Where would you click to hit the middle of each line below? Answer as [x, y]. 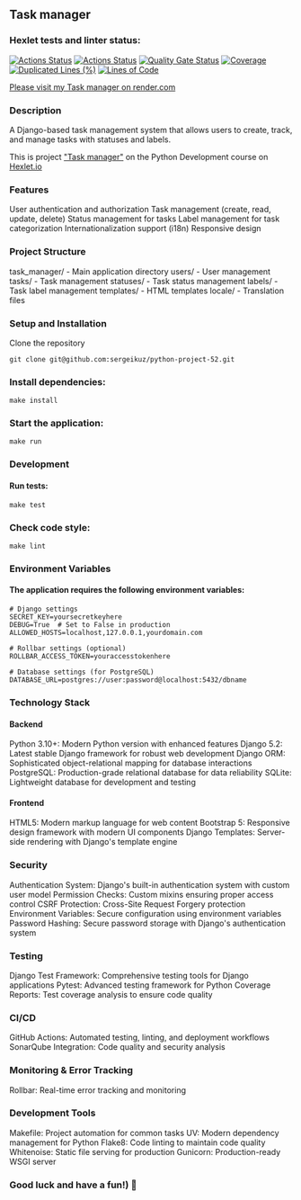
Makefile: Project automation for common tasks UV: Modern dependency [145, 1133]
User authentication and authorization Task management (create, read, [140, 210]
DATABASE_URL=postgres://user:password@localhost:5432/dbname [128, 680]
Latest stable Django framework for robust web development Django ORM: [147, 754]
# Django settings [44, 609]
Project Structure [48, 252]
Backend [26, 724]
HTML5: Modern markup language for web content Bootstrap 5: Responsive [150, 823]
